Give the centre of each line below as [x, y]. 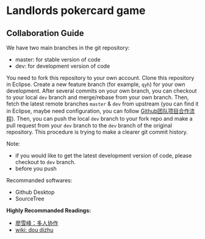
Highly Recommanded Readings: [49, 210]
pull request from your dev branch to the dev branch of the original [89, 125]
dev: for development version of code [63, 66]
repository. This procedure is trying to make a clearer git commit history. [97, 132]
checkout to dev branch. [45, 162]
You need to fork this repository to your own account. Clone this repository [100, 78]
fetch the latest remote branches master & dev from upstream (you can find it [103, 104]
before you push [36, 169]
